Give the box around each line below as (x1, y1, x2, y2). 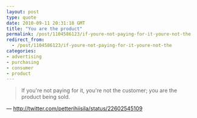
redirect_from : (6, 37, 45, 43)
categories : (6, 48, 36, 54)
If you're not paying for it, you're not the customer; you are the (21, 87, 178, 94)
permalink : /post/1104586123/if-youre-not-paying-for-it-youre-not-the (6, 31, 191, 37)
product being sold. (21, 93, 70, 101)
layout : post (6, 8, 39, 15)
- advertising (6, 54, 42, 60)
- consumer (6, 64, 34, 71)
